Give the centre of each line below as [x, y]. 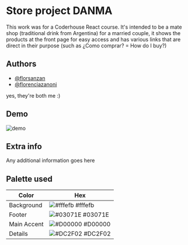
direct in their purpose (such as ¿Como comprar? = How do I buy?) [86, 46]
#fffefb [85, 205]
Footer [18, 215]
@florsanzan [30, 78]
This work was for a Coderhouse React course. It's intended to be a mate [94, 27]
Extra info [24, 146]
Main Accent [26, 225]
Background [26, 205]
